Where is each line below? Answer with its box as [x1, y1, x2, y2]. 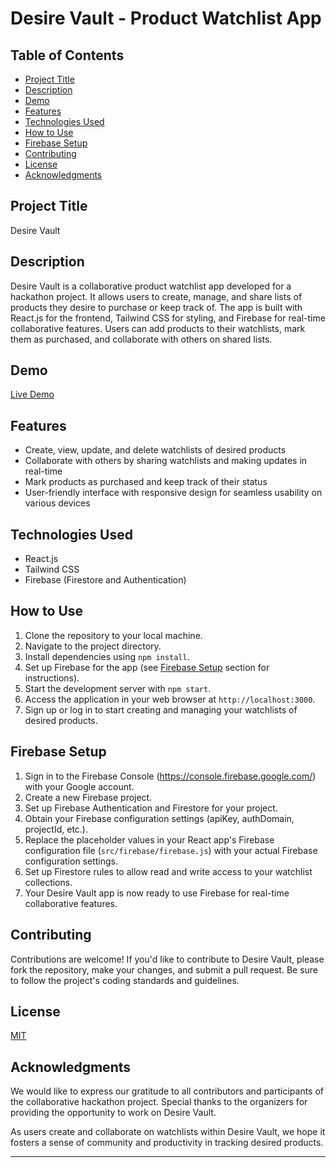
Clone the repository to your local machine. [24, 629, 203, 641]
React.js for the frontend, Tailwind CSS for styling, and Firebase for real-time [10, 312, 326, 324]
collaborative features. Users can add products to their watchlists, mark [10, 322, 306, 334]
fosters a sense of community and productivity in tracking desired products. [10, 1137, 324, 1149]
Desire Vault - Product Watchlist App [10, 7, 322, 30]
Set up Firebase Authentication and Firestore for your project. [24, 802, 278, 814]
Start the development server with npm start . [24, 682, 212, 694]
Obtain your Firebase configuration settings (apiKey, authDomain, [24, 812, 295, 824]
